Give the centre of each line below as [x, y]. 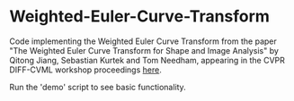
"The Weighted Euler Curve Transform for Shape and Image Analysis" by [144, 50]
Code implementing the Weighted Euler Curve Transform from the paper [143, 41]
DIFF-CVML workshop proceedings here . [85, 70]
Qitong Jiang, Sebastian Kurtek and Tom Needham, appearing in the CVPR [147, 60]
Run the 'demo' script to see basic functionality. [98, 87]
